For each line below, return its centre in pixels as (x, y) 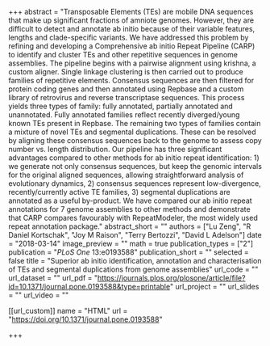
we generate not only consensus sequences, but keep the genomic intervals (135, 166)
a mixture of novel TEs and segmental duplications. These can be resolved (132, 132)
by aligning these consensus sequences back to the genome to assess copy (135, 140)
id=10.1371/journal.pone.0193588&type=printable (89, 287)
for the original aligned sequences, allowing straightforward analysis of (126, 175)
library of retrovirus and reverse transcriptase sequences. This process (127, 97)
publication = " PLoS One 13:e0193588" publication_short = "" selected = (129, 252)
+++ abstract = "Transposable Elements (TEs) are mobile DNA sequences (131, 12)
